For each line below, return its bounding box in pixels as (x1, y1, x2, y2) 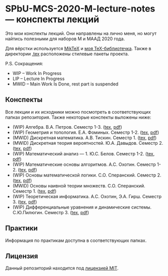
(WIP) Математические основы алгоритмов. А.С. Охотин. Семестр (12, 161, 156, 167)
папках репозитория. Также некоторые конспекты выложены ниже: (5, 114, 152, 120)
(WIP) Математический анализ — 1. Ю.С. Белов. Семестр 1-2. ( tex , (12, 150, 155, 156)
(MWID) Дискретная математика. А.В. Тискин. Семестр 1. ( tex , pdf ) (12, 134, 157, 141)
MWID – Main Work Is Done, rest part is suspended (12, 81, 119, 87)
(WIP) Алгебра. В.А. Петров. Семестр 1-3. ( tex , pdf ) (12, 124, 122, 130)
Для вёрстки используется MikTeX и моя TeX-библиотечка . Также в (5, 45, 152, 51)
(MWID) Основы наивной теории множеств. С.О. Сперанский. (12, 182, 145, 189)
